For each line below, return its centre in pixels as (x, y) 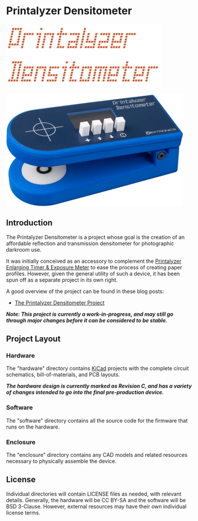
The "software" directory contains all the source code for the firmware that (97, 420)
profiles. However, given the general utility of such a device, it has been (93, 273)
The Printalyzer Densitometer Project (60, 302)
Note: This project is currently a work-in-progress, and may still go (90, 314)
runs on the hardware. (33, 427)
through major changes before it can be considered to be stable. (87, 320)
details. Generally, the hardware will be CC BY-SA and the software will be (96, 500)
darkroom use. (24, 249)
